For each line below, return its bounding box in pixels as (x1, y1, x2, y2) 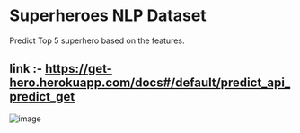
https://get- (44, 61, 112, 76)
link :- (9, 61, 43, 76)
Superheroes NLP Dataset (9, 5, 207, 26)
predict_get (9, 89, 75, 104)
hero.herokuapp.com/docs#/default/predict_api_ (9, 75, 291, 91)
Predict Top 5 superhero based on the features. (9, 35, 186, 46)
